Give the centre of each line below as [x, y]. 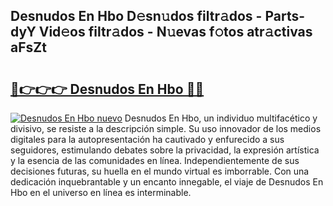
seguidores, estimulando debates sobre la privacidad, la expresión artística [165, 150]
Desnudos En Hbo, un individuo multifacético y [221, 118]
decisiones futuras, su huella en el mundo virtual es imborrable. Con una [160, 171]
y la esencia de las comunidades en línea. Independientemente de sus [155, 160]
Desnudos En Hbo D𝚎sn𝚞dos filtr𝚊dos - [136, 16]
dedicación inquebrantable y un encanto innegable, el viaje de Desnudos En [167, 182]
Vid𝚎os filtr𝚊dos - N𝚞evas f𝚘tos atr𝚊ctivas [175, 32]
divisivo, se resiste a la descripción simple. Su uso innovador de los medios [166, 128]
